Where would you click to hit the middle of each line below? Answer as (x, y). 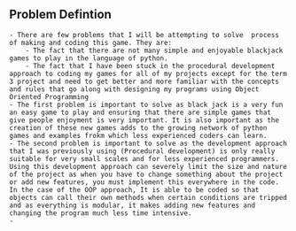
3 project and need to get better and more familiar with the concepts (144, 81)
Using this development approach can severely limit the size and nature (148, 166)
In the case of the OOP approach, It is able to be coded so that (134, 189)
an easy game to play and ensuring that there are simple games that (140, 112)
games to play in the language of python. (89, 58)
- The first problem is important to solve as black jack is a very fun (146, 104)
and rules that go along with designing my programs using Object (134, 89)
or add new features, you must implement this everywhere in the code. (144, 182)
